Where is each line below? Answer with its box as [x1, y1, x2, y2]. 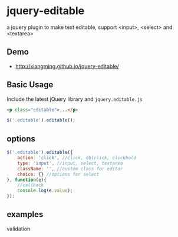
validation [6, 225, 31, 232]
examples [6, 209, 44, 219]
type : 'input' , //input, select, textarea [17, 160, 123, 166]
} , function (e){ [6, 177, 47, 183]
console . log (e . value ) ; [17, 187, 73, 194]
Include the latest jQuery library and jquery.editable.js [6, 96, 143, 103]
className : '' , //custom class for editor [17, 166, 123, 172]
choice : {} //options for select [17, 171, 100, 177]
